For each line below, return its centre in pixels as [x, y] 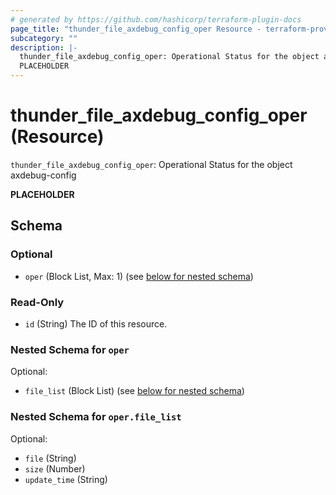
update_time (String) [66, 479]
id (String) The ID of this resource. [96, 323]
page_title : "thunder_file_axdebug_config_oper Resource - [136, 29]
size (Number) [55, 468]
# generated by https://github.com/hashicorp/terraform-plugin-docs [156, 19]
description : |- [44, 47]
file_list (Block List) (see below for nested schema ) [134, 391]
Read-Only [37, 302]
